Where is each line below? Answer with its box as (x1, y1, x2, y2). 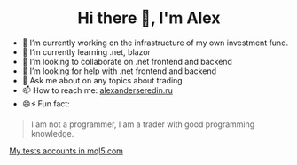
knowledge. (30, 128, 74, 138)
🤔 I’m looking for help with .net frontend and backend (21, 66, 217, 76)
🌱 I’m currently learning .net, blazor (21, 46, 151, 57)
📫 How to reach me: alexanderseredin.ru (21, 84, 173, 96)
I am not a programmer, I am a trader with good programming (30, 119, 255, 130)
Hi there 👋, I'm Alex (77, 8, 221, 28)
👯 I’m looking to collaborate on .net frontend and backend (21, 56, 233, 67)
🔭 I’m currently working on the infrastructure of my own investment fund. (21, 37, 289, 48)
